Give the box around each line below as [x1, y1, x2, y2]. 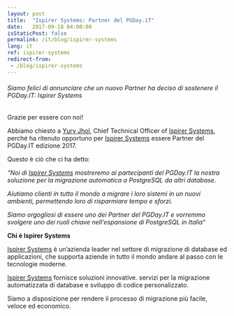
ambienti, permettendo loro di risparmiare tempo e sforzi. [7, 196, 173, 205]
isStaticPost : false [7, 29, 68, 37]
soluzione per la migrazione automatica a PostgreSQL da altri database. [7, 175, 217, 184]
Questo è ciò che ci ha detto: [7, 155, 91, 163]
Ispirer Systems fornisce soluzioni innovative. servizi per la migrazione [7, 273, 210, 282]
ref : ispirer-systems [7, 50, 71, 57]
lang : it [7, 43, 33, 50]
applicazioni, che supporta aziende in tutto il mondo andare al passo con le [7, 252, 224, 261]
